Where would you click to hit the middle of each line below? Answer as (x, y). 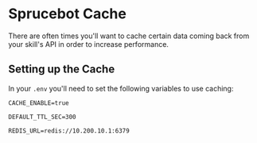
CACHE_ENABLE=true (39, 103)
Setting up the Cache (62, 70)
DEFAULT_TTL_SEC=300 (43, 117)
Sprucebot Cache (68, 14)
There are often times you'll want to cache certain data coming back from (129, 36)
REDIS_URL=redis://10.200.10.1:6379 (69, 131)
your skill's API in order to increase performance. (89, 44)
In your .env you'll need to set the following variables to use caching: (121, 88)
